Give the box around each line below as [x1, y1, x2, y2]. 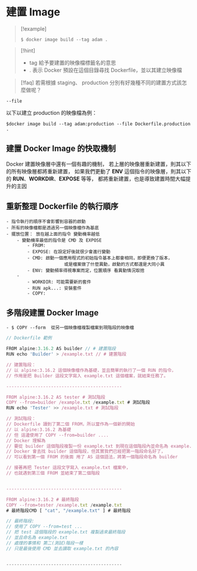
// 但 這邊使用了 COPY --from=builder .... [6, 432, 109, 438]
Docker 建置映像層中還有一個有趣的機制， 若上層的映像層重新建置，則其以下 [6, 160, 192, 167]
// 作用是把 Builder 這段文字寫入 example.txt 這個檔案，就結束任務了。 [6, 372, 169, 379]
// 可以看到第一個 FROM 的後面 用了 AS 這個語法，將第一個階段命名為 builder [6, 454, 178, 460]
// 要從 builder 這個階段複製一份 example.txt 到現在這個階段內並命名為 [6, 443, 169, 449]
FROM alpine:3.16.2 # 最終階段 [6, 496, 79, 503]
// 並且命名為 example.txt [6, 534, 68, 540]
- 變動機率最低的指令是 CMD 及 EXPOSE [16, 237, 102, 243]
